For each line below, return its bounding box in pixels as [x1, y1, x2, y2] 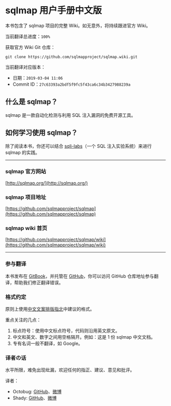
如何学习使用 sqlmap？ [5, 129, 78, 137]
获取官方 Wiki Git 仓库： [5, 44, 55, 50]
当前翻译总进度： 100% [5, 33, 50, 39]
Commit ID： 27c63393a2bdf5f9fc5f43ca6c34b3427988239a [12, 81, 131, 87]
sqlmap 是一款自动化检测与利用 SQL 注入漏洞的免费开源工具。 [5, 112, 136, 118]
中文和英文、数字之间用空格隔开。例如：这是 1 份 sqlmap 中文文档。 [12, 334, 156, 340]
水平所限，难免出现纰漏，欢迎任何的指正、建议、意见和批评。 [5, 367, 135, 373]
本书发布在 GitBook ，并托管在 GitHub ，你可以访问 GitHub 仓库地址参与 [5, 273, 154, 279]
